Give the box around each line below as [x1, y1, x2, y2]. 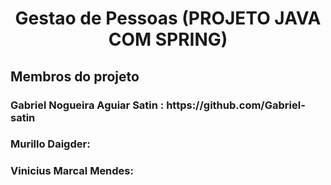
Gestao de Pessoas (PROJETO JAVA [14, 7, 322, 30]
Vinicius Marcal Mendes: [10, 164, 134, 178]
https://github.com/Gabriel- [166, 98, 306, 112]
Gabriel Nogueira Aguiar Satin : [10, 98, 165, 112]
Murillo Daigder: [10, 137, 91, 151]
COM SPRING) [108, 28, 228, 51]
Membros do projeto [10, 68, 140, 85]
